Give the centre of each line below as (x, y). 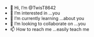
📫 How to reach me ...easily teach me (50, 29)
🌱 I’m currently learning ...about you (47, 18)
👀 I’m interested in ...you (35, 13)
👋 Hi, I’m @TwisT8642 (33, 8)
